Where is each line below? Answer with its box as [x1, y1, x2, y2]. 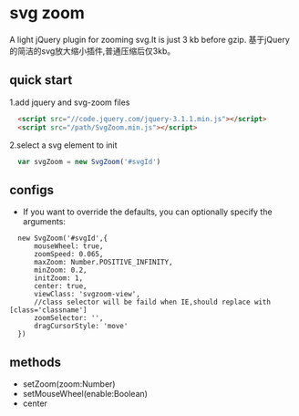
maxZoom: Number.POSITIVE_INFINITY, [33, 258, 173, 267]
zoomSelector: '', [33, 314, 104, 323]
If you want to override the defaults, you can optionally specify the [22, 206, 273, 217]
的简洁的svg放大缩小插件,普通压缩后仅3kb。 [9, 45, 176, 57]
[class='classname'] [9, 306, 88, 315]
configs [9, 182, 55, 198]
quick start [9, 72, 73, 88]
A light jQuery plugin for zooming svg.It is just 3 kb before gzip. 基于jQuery [9, 34, 290, 45]
